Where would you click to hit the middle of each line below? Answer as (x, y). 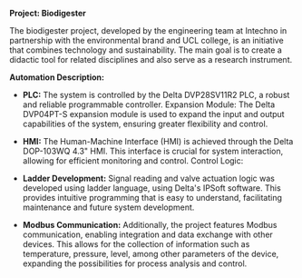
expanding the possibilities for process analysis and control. (135, 263)
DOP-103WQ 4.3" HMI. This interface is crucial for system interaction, (153, 151)
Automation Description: (57, 77)
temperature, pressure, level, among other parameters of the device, (151, 254)
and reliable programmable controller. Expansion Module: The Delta (148, 104)
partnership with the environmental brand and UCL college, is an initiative (146, 40)
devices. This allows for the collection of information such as (136, 244)
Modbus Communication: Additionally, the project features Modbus (150, 225)
